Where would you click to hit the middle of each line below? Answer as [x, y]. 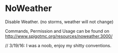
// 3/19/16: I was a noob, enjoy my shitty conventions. [58, 45]
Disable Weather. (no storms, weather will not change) [59, 22]
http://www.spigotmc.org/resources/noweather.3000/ [59, 36]
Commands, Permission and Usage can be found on [57, 31]
